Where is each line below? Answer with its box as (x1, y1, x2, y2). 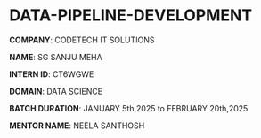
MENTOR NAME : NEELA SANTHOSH (9, 120, 145, 131)
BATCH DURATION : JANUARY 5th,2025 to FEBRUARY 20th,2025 (9, 103, 249, 113)
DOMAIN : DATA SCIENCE (9, 86, 103, 96)
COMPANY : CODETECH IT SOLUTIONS (9, 34, 155, 45)
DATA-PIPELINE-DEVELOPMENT (9, 5, 253, 26)
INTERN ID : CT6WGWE (9, 68, 94, 80)
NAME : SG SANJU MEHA (9, 51, 102, 62)
